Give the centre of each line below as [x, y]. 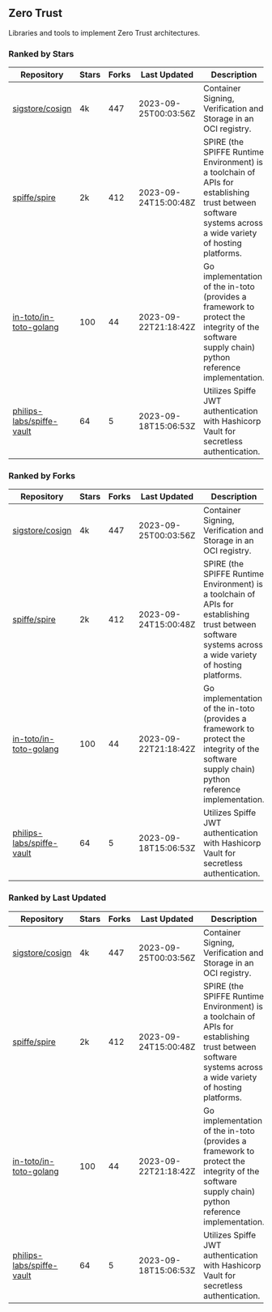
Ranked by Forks [42, 476]
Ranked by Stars [41, 53]
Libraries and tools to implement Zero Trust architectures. [104, 32]
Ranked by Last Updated [57, 898]
